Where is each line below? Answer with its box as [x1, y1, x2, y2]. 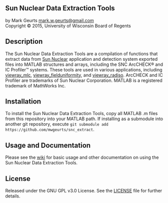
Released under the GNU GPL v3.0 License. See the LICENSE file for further [5, 188, 162, 194]
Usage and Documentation [5, 141, 91, 150]
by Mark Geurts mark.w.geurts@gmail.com [5, 17, 94, 23]
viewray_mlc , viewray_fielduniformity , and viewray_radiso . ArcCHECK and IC [5, 72, 163, 78]
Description [5, 37, 43, 46]
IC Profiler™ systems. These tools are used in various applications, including [5, 66, 162, 72]
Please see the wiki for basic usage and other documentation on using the [5, 154, 159, 160]
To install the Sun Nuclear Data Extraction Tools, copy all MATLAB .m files [5, 111, 158, 117]
